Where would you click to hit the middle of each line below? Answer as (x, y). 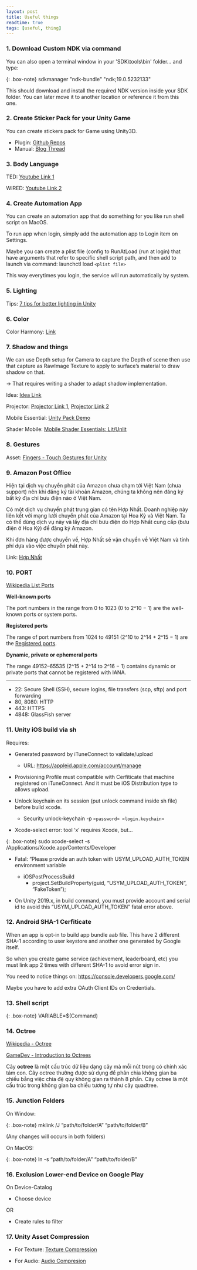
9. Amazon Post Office (39, 473)
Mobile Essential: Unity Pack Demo (48, 418)
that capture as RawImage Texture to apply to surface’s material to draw (93, 366)
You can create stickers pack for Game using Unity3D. (72, 131)
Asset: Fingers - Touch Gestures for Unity (57, 457)
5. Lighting (21, 291)
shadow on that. (26, 372)
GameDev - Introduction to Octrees (49, 1055)
